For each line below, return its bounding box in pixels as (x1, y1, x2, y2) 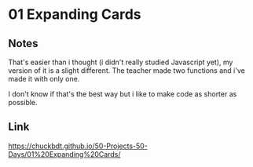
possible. (8, 98, 38, 107)
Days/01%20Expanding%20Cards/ (8, 149, 121, 158)
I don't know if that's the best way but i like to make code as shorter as (8, 89, 237, 99)
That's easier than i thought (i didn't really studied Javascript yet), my (8, 57, 233, 67)
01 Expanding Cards (8, 5, 141, 24)
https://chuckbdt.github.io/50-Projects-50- (8, 141, 148, 151)
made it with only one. (8, 74, 80, 83)
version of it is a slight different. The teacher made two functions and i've (8, 66, 245, 75)
